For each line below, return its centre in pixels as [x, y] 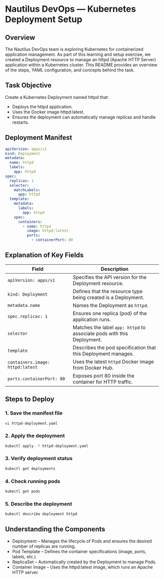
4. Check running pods [33, 481]
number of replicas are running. [44, 546]
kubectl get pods [23, 491]
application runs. [92, 319]
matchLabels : [27, 190]
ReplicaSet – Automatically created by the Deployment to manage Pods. [84, 562]
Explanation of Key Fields [44, 255]
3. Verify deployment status [39, 459]
